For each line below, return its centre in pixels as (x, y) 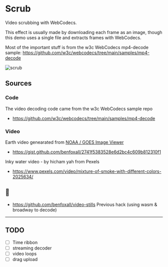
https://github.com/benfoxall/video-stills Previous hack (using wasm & (85, 204)
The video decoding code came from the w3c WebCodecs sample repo (79, 109)
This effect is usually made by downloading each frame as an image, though (84, 32)
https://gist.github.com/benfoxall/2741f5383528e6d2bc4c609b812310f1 (87, 152)
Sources (18, 83)
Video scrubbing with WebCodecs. (41, 23)
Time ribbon (25, 242)
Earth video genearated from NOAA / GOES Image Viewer (64, 142)
